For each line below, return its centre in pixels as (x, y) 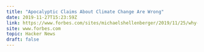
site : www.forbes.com (34, 28)
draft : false (23, 39)
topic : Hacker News (31, 34)
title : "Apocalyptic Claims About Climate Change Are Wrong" (85, 12)
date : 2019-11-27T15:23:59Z (42, 17)
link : (13, 23)
